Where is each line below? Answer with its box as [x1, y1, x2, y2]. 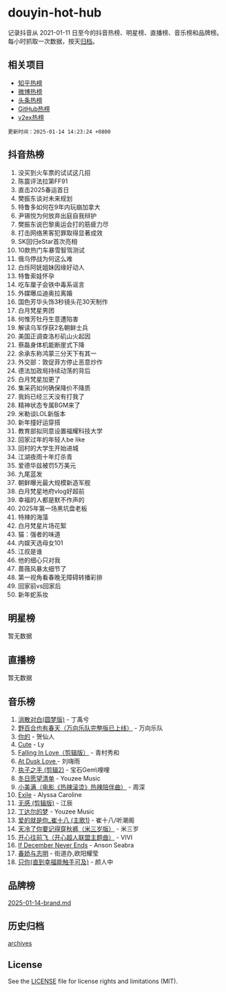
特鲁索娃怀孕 [17, 271, 54, 280]
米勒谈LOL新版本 [17, 409, 66, 417]
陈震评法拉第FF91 [17, 177, 68, 185]
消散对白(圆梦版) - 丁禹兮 [17, 715, 90, 723]
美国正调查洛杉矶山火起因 [17, 332, 91, 340]
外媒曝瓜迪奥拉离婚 [17, 289, 73, 297]
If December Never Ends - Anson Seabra [17, 841, 134, 849]
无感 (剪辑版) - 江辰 [17, 799, 73, 807]
